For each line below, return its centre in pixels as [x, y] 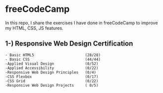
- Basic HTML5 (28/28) [53, 55]
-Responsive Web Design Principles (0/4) [51, 72]
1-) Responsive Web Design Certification [69, 44]
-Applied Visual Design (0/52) [52, 64]
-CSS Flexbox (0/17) [52, 77]
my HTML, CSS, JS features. [34, 28]
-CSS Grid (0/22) [52, 81]
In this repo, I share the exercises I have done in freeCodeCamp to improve [81, 23]
